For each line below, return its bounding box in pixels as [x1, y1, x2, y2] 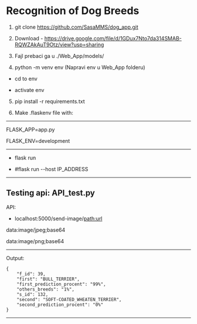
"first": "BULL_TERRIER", [16, 276, 80, 282]
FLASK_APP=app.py [6, 126, 55, 133]
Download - [14, 35, 43, 42]
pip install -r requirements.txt [14, 98, 85, 105]
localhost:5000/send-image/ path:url [14, 215, 103, 222]
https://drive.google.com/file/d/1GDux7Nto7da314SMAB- [44, 35, 182, 42]
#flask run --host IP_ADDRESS [14, 165, 89, 172]
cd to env [14, 75, 38, 82]
